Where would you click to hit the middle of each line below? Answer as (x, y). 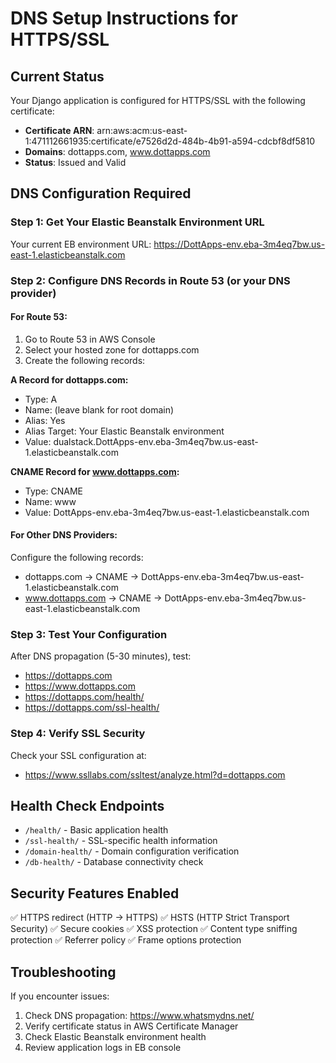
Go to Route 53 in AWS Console (90, 339)
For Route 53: (39, 317)
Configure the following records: (77, 558)
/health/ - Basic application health (96, 830)
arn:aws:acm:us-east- (142, 130)
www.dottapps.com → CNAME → (93, 598)
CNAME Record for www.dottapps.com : (95, 471)
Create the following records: (85, 360)
